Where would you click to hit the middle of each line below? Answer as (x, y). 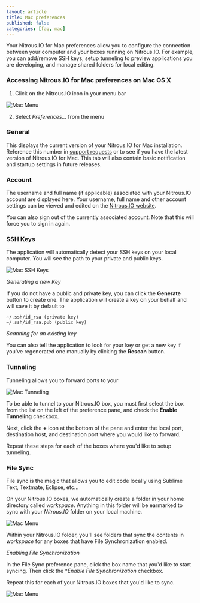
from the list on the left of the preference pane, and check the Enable (92, 410)
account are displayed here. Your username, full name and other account (96, 199)
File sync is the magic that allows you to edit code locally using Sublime (95, 481)
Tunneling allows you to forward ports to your (62, 380)
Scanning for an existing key (41, 334)
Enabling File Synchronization (43, 553)
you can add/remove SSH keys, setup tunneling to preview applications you (99, 58)
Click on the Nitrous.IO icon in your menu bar (70, 93)
